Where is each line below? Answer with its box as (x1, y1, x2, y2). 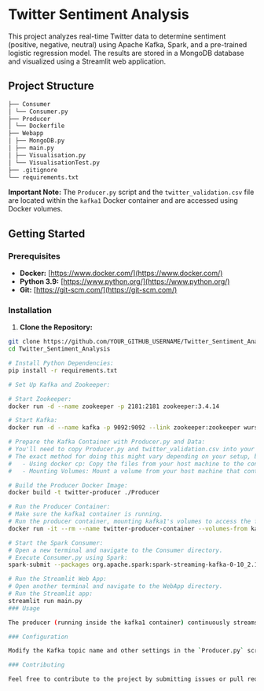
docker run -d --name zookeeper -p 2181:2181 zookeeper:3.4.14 (8, 402, 220, 410)
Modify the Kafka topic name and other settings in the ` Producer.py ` (8, 647, 244, 655)
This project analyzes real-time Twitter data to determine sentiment (8, 31, 226, 41)
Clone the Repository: (19, 322, 93, 332)
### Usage (8, 604, 41, 612)
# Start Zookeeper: (8, 395, 72, 402)
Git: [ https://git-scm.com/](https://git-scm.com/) (19, 285, 178, 295)
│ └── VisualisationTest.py (8, 159, 101, 167)
